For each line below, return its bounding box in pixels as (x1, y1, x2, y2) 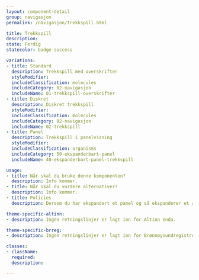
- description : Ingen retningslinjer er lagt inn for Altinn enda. (6, 217, 176, 223)
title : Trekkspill (6, 30, 52, 36)
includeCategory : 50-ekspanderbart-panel (11, 151, 115, 157)
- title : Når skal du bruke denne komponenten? (6, 173, 126, 179)
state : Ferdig (6, 41, 41, 47)
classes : (6, 243, 28, 249)
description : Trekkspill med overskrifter (11, 69, 118, 75)
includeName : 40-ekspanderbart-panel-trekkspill (11, 156, 134, 163)
